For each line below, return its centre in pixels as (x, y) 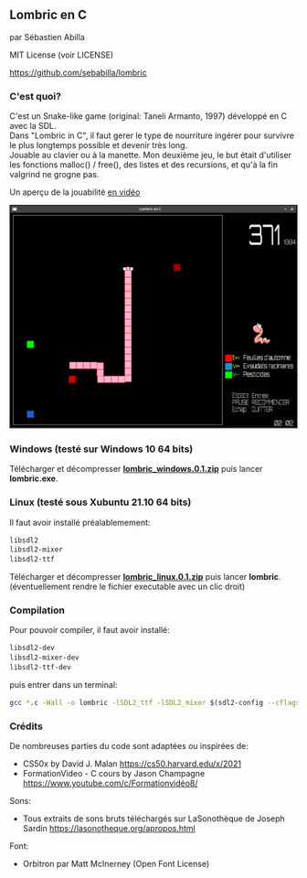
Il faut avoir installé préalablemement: (80, 522)
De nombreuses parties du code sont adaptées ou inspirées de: (129, 746)
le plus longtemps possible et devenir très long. (99, 145)
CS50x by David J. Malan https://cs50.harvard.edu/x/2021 (132, 764)
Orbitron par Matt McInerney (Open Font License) (116, 864)
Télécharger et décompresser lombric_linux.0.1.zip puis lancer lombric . (145, 577)
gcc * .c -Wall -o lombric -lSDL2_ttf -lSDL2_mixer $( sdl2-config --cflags (155, 703)
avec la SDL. (33, 126)
